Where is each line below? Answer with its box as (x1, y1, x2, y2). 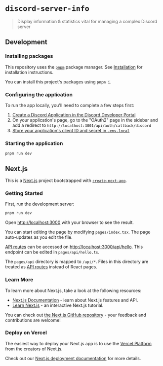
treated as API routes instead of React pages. (5, 264, 97, 270)
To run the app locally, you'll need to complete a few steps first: (5, 102, 134, 108)
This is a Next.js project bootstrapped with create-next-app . (5, 178, 127, 183)
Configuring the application (5, 91, 73, 98)
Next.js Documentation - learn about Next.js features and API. (12, 297, 138, 303)
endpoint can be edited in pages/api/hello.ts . (5, 249, 100, 255)
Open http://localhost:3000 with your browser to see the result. (5, 220, 134, 225)
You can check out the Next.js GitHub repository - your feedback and (5, 312, 147, 318)
